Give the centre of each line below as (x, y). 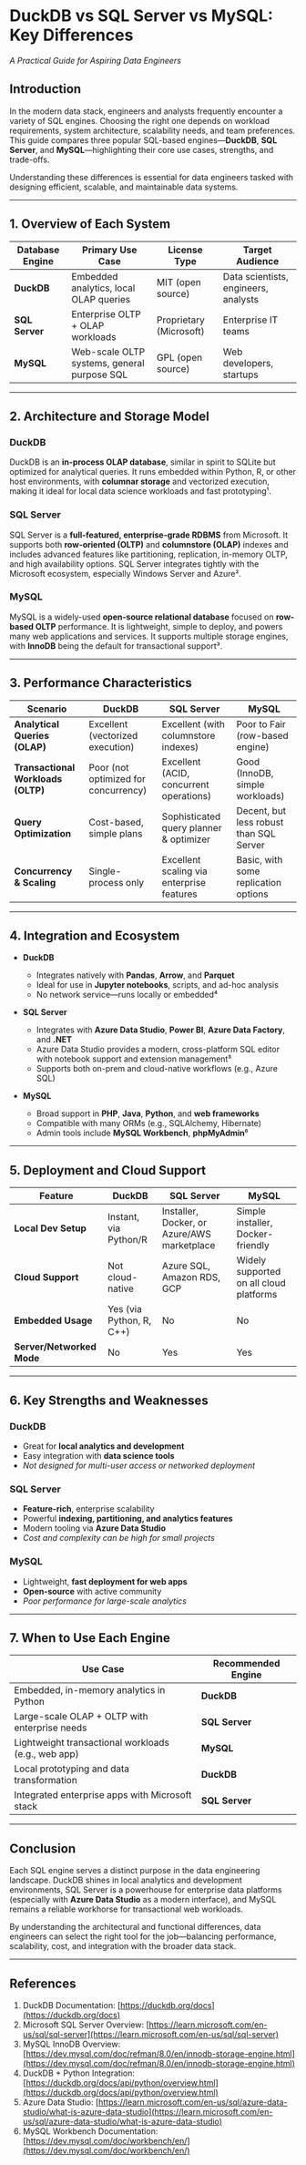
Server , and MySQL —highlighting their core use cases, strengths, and (142, 149)
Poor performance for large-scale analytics (104, 1601)
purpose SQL (100, 375)
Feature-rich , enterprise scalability (88, 1509)
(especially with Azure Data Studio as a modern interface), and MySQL (143, 1900)
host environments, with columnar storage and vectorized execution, (140, 482)
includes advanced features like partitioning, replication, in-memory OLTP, (149, 554)
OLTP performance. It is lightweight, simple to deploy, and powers (159, 626)
